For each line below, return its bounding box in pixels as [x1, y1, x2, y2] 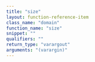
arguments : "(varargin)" [6, 47, 68, 53]
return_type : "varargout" [6, 42, 70, 48]
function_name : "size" [6, 25, 62, 31]
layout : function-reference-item [6, 14, 89, 20]
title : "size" [6, 8, 42, 15]
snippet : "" [6, 31, 36, 37]
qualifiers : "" [6, 36, 44, 42]
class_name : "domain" [6, 19, 60, 25]
